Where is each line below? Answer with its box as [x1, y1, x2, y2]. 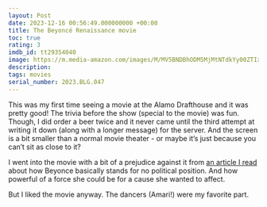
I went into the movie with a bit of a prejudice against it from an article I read [8, 157, 257, 167]
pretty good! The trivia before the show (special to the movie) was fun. [8, 108, 240, 117]
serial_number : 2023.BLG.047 [8, 78, 105, 86]
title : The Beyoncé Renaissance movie [8, 26, 137, 34]
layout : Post [8, 11, 52, 20]
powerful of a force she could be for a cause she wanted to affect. [8, 174, 226, 183]
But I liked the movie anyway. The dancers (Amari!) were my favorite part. [8, 190, 249, 199]
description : [8, 63, 52, 71]
